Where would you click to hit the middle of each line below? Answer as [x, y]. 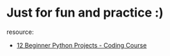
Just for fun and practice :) [85, 13]
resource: [20, 32]
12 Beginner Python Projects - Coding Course [82, 45]
